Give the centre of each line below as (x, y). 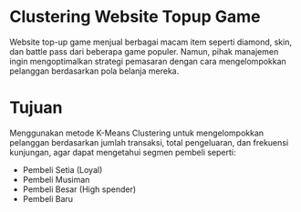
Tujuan (36, 108)
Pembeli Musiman (56, 179)
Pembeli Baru (48, 198)
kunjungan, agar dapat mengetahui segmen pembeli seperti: (123, 152)
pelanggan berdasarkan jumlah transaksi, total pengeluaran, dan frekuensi (149, 142)
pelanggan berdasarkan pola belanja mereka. (94, 71)
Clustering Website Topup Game (135, 17)
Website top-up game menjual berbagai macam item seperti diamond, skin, (150, 42)
